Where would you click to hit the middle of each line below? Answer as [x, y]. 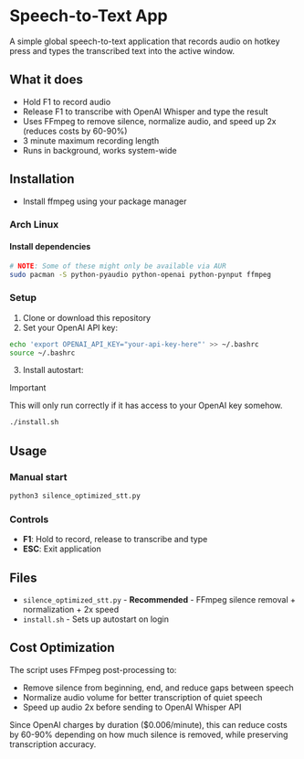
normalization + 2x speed [71, 610]
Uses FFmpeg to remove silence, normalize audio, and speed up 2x [149, 121]
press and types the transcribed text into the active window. [122, 50]
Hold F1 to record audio [67, 102]
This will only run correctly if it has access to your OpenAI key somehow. [146, 406]
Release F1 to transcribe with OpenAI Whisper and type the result [145, 112]
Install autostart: [53, 370]
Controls [29, 519]
